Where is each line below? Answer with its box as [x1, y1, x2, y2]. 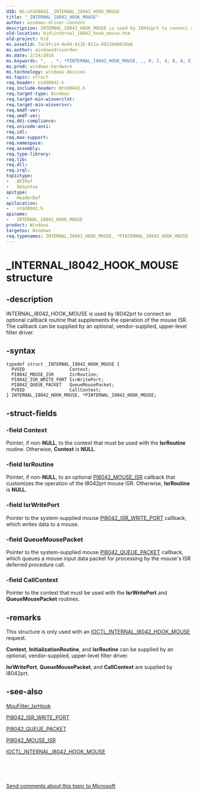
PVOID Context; [11, 366, 91, 373]
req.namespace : [6, 140, 44, 146]
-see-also [6, 687, 43, 697]
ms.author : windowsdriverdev [6, 47, 78, 53]
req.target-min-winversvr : [6, 101, 72, 108]
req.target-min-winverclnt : [6, 96, 75, 102]
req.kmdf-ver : [6, 107, 41, 113]
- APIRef [6, 178, 33, 184]
